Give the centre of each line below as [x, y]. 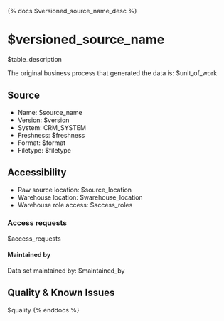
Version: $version [43, 120]
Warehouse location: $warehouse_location [80, 197]
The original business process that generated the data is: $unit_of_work [112, 73]
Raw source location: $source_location [75, 190]
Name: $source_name [50, 112]
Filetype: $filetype [44, 150]
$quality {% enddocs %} [43, 310]
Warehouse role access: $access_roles [75, 205]
